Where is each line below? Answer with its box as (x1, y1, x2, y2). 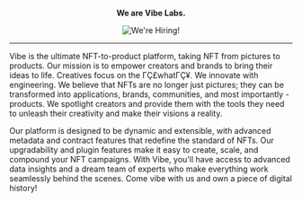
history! (9, 183, 38, 193)
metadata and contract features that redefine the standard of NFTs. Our (9, 135, 274, 145)
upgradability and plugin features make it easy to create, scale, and (9, 145, 259, 155)
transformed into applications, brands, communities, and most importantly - (9, 89, 289, 100)
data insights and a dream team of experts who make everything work (9, 163, 269, 174)
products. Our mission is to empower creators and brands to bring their (9, 60, 273, 71)
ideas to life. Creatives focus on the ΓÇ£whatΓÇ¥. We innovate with (9, 70, 259, 80)
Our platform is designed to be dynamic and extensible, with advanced (9, 126, 271, 136)
